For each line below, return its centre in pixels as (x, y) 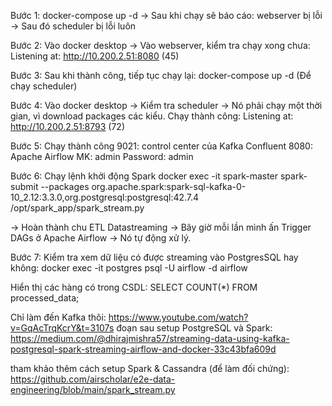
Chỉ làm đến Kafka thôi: (58, 317)
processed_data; (45, 298)
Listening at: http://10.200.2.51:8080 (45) (95, 56)
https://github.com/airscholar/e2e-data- (93, 379)
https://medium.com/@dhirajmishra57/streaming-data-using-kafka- (150, 338)
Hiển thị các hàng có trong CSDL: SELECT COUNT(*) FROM (134, 287)
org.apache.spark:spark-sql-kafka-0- (169, 186)
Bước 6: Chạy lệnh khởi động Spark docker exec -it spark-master (144, 176)
